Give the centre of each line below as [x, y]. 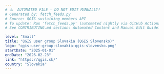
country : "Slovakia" [26, 64]
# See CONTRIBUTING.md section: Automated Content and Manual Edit [75, 28]
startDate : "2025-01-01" [30, 50]
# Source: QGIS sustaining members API [46, 19]
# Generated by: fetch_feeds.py [38, 14]
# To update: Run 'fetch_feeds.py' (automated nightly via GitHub [74, 23]
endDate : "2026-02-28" [28, 55]
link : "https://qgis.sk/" [31, 59]
